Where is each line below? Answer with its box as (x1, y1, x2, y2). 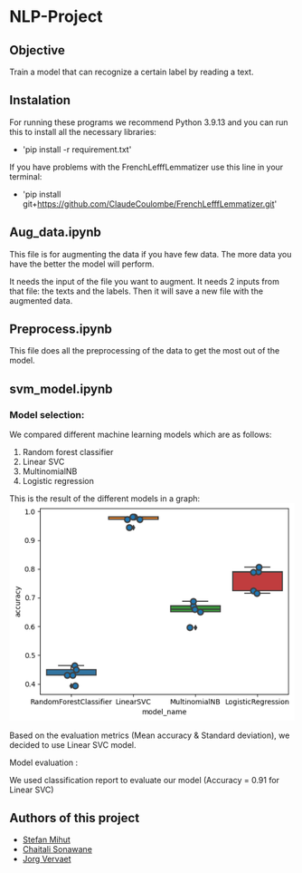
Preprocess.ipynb (9, 322, 113, 337)
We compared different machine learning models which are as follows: (9, 429, 272, 441)
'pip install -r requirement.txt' (22, 143, 132, 155)
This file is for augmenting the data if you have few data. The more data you (9, 248, 292, 259)
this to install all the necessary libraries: (9, 126, 156, 137)
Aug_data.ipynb (9, 225, 101, 240)
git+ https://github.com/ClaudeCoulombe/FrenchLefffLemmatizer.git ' (22, 198, 278, 209)
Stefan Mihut (22, 834, 71, 845)
